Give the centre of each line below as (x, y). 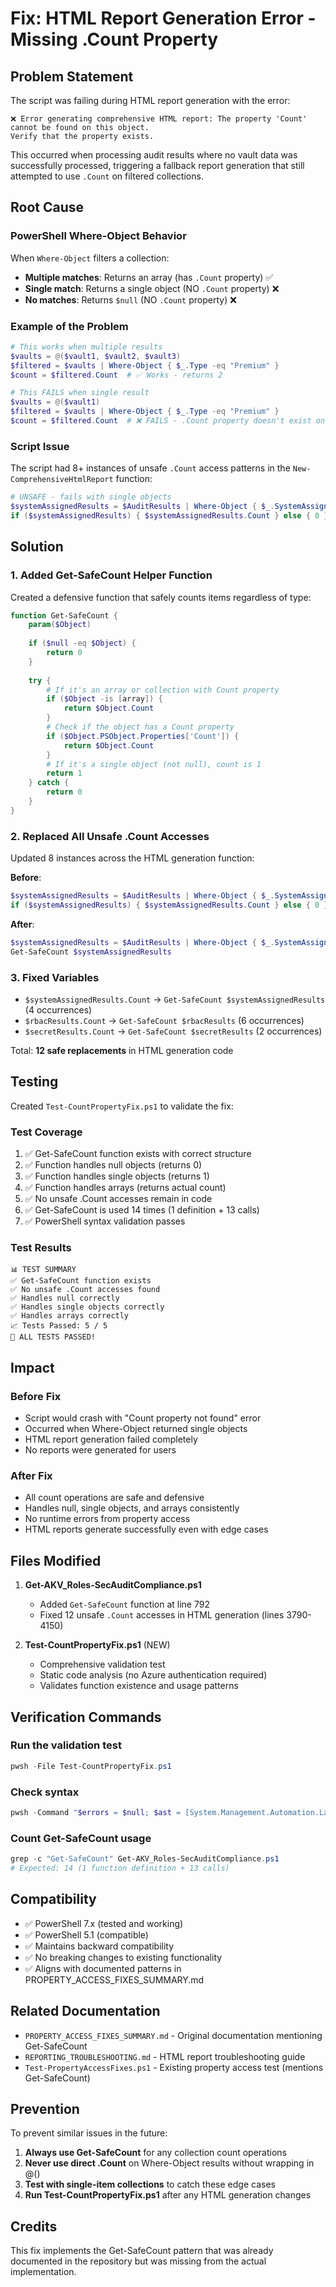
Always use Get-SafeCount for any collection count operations (155, 2153)
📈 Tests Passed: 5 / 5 (59, 1326)
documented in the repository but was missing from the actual (138, 2261)
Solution (37, 547)
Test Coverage (46, 1132)
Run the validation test (66, 1745)
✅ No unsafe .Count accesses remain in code (118, 1199)
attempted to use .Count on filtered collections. (107, 176)
